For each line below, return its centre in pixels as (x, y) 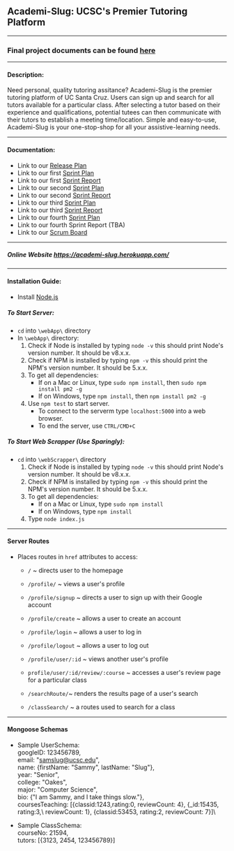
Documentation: (31, 150)
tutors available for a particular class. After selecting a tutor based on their (114, 105)
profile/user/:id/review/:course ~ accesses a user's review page (124, 672)
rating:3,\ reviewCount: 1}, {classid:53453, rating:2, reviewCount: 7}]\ (116, 812)
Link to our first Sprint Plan (56, 173)
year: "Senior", (38, 775)
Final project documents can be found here (81, 50)
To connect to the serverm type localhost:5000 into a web (122, 411)
